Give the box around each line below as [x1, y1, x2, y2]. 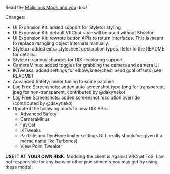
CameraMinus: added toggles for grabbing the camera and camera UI [12, 62, 159, 68]
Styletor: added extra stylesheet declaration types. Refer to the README [12, 46, 165, 52]
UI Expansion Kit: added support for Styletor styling [12, 24, 121, 30]
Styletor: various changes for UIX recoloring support [12, 57, 123, 63]
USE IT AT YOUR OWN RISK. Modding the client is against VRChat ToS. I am [5, 153, 165, 159]
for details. [12, 51, 36, 57]
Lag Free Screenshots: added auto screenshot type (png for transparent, [12, 84, 165, 90]
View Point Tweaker [20, 143, 62, 150]
